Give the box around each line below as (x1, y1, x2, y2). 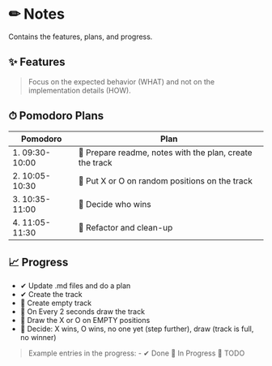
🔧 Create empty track (19, 298, 91, 308)
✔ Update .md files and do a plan (19, 281, 131, 291)
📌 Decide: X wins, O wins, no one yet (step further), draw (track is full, (19, 324, 254, 334)
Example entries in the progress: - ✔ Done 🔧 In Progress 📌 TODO (28, 348, 245, 358)
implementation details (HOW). (28, 85, 131, 95)
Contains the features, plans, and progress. (8, 32, 153, 41)
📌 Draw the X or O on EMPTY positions (19, 316, 151, 325)
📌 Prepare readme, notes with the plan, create (78, 147, 253, 158)
